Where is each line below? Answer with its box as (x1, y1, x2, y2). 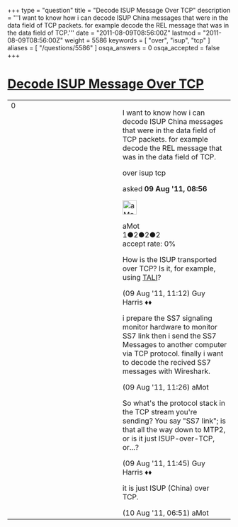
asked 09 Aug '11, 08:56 (123, 183, 208, 193)
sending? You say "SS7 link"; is (123, 416, 227, 426)
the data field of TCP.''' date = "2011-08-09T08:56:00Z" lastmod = (7, 28, 202, 37)
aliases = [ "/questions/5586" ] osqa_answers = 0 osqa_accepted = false (7, 44, 220, 52)
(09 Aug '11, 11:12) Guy (123, 288, 205, 298)
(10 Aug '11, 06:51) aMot (123, 508, 209, 518)
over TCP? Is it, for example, (123, 263, 216, 273)
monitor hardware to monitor (123, 322, 217, 331)
